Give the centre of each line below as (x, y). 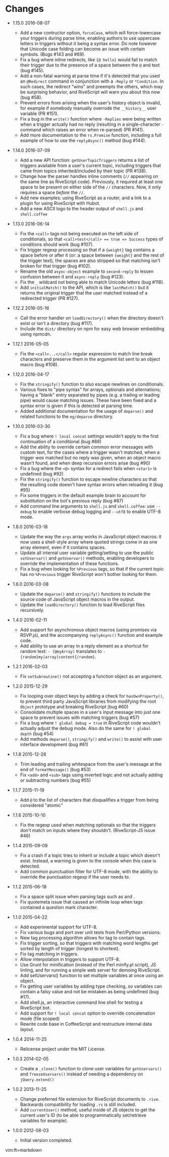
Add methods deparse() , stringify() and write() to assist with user (91, 739)
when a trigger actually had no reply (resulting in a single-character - (92, 124)
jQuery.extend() (37, 1080)
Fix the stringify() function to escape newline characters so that (89, 479)
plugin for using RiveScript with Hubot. (60, 203)
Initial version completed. (46, 1140)
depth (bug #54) (37, 734)
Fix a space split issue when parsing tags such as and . (77, 896)
